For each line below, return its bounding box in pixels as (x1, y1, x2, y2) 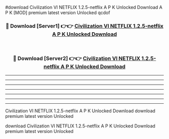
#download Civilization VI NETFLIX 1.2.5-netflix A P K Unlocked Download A (5, 5, 162, 10)
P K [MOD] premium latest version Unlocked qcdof (5, 10, 111, 16)
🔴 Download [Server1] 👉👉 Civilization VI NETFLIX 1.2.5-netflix (6, 22, 163, 29)
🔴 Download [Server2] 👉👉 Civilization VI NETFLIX (13, 55, 141, 62)
